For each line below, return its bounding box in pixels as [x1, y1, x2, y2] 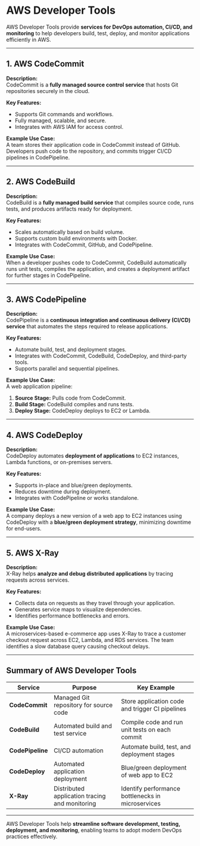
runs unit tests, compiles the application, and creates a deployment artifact [6, 265, 190, 272]
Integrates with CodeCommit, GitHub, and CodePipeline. [14, 241, 154, 248]
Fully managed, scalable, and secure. [14, 117, 107, 124]
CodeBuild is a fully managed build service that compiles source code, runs [6, 199, 194, 206]
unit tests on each [121, 725, 171, 734]
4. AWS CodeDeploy [6, 430, 83, 440]
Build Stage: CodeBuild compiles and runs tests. [14, 401, 135, 408]
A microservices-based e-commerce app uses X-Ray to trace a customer [6, 630, 186, 637]
